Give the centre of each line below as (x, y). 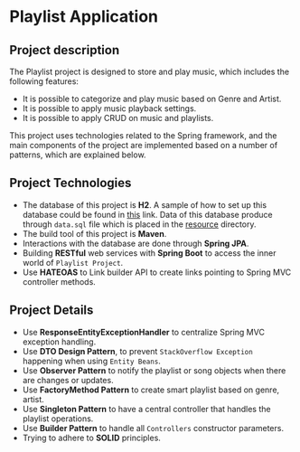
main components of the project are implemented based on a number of (144, 145)
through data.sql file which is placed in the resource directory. (139, 224)
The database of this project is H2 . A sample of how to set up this (145, 204)
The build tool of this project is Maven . (94, 233)
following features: (44, 81)
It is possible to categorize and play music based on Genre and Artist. (152, 99)
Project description (65, 50)
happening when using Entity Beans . (91, 361)
